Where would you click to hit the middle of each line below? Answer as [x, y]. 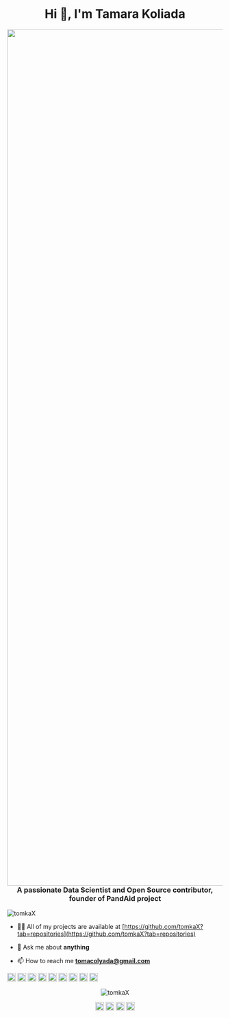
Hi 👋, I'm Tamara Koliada [115, 14]
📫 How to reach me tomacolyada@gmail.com [84, 961]
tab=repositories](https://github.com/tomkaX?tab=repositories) [106, 934]
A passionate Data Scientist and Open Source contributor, [115, 890]
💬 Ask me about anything [53, 947]
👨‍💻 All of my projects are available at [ [71, 927]
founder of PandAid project [115, 898]
